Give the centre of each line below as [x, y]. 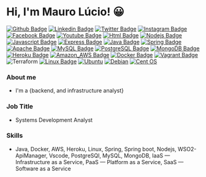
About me [21, 77]
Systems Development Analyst [54, 120]
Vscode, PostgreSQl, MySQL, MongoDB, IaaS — [109, 156]
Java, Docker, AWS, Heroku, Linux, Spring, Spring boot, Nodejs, [96, 149]
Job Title [20, 107]
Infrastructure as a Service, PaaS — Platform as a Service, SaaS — [99, 162]
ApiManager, [31, 156]
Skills [15, 135]
